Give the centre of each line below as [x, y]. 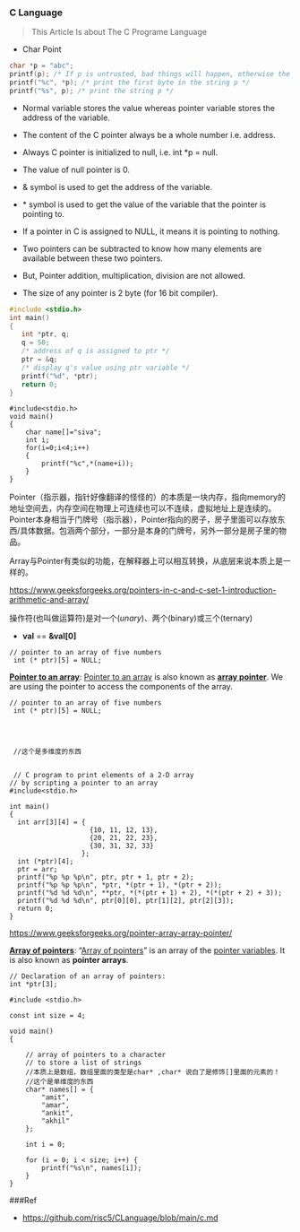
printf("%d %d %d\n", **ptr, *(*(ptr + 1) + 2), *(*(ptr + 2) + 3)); [150, 893]
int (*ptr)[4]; [46, 862]
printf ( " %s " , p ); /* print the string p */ [92, 91]
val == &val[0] [49, 636]
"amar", [56, 1106]
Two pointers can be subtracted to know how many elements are [142, 248]
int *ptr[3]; [34, 985]
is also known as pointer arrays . [69, 960]
